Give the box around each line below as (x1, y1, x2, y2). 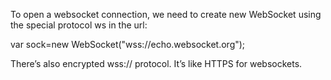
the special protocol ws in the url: (10, 19, 148, 31)
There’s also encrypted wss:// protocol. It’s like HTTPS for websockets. (10, 58, 303, 69)
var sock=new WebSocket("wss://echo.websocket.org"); (10, 39, 246, 50)
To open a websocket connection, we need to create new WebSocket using (10, 9, 322, 20)
